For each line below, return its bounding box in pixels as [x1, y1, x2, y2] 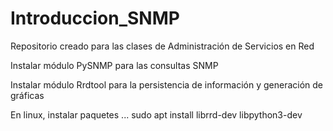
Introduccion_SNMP [10, 7, 180, 30]
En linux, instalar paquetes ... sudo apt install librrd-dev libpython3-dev [10, 108, 303, 121]
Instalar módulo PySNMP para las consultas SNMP [10, 59, 219, 71]
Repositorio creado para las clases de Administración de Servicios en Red [10, 40, 315, 52]
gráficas [10, 89, 45, 101]
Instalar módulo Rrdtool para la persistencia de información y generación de [10, 78, 324, 91]
